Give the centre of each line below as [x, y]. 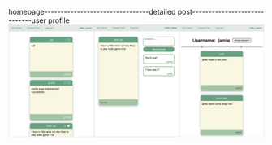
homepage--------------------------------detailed [92, 12]
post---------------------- [221, 12]
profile [59, 20]
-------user [28, 20]
